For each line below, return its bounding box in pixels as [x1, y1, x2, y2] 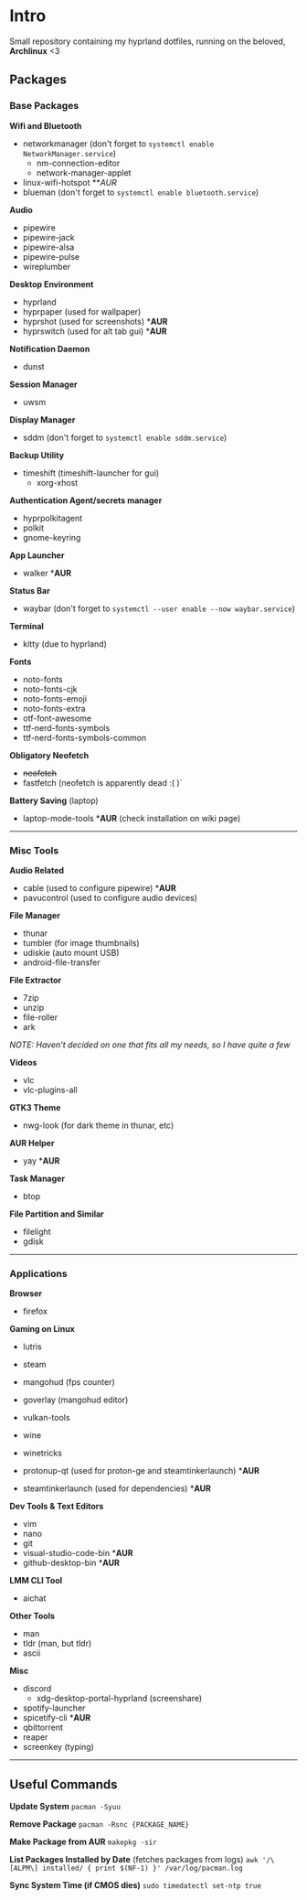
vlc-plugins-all [22, 1084, 78, 1095]
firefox [22, 1305, 48, 1317]
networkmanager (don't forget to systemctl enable [22, 138, 215, 149]
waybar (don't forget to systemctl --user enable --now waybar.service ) [22, 603, 295, 614]
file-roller [22, 1012, 58, 1023]
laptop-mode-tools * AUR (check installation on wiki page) [22, 812, 241, 823]
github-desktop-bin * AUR [22, 1557, 121, 1569]
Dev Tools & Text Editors [9, 1501, 104, 1512]
